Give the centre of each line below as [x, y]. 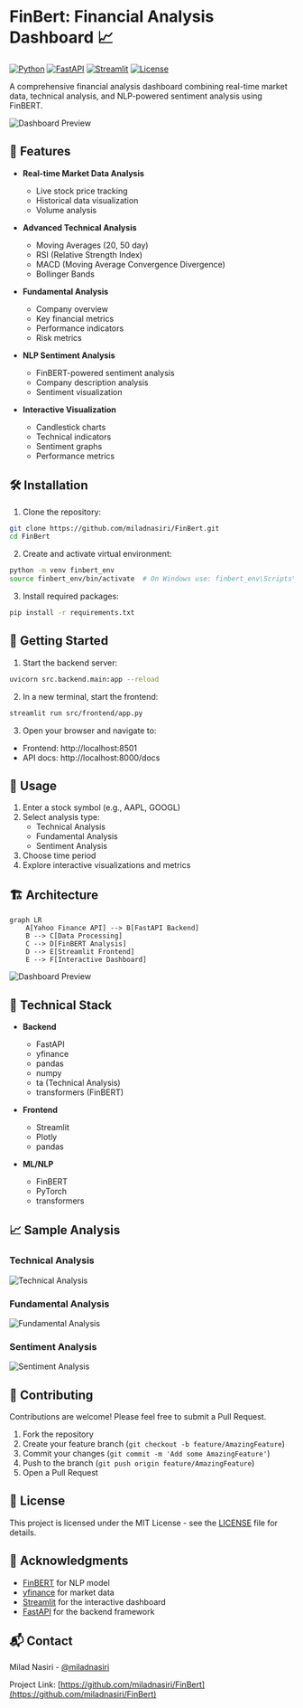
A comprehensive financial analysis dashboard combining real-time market [148, 86]
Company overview [72, 308]
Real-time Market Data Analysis [83, 173]
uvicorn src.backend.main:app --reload [84, 679]
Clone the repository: [62, 512]
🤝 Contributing [51, 1395]
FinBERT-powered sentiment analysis [105, 373]
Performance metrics [75, 456]
